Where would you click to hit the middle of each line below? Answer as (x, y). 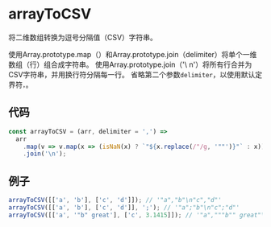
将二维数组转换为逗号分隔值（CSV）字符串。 (83, 37)
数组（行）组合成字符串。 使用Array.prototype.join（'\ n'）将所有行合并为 (130, 64)
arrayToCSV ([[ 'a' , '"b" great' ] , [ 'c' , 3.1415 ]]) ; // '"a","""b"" (122, 215)
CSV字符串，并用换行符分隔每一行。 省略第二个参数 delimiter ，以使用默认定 (135, 74)
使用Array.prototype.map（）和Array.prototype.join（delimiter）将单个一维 (133, 54)
